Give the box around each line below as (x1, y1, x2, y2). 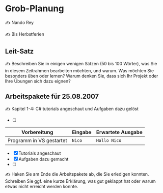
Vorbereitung (21, 129, 54, 136)
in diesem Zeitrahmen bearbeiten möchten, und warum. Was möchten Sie (5, 67, 154, 74)
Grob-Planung (5, 3, 64, 14)
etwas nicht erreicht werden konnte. (5, 183, 79, 189)
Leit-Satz (5, 47, 34, 55)
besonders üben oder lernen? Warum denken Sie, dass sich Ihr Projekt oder (5, 73, 159, 79)
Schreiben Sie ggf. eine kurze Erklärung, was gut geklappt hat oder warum (5, 178, 156, 184)
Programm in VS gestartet (7, 137, 67, 144)
